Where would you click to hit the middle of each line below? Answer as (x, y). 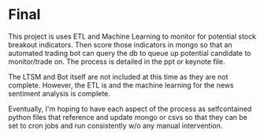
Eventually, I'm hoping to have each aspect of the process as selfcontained (130, 109)
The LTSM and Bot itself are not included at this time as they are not (118, 76)
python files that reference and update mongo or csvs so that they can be (128, 117)
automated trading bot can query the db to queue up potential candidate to (130, 53)
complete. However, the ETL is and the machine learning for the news (121, 85)
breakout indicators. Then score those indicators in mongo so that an (120, 44)
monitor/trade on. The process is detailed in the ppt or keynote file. (117, 62)
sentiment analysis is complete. (59, 93)
